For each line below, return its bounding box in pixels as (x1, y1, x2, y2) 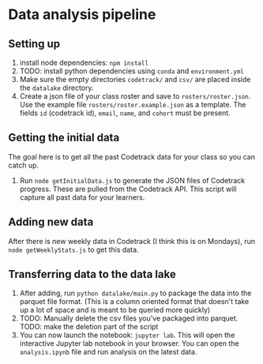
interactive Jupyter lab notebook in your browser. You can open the (19, 339, 239, 348)
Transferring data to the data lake (8, 268, 176, 281)
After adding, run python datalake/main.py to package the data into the (19, 288, 252, 298)
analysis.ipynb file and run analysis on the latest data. (19, 347, 197, 357)
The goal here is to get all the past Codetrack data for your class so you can (8, 152, 255, 161)
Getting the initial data (8, 131, 120, 144)
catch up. (8, 160, 39, 170)
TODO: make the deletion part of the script (19, 322, 159, 332)
